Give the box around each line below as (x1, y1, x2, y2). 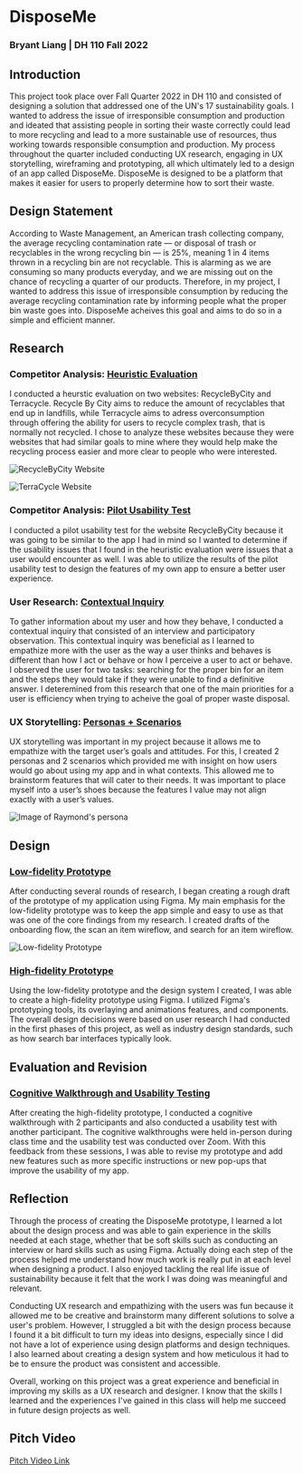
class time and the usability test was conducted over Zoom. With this (9, 1136, 267, 1147)
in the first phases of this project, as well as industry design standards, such (9, 1023, 294, 1034)
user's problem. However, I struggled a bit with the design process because (9, 1319, 291, 1330)
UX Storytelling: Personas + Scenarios (9, 715, 183, 728)
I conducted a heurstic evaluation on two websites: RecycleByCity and (9, 388, 271, 400)
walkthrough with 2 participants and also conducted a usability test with (9, 1117, 278, 1128)
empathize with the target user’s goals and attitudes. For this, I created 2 (9, 746, 279, 757)
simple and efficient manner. (9, 315, 116, 325)
